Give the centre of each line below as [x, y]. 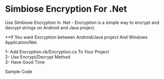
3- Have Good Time [25, 62]
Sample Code [19, 71]
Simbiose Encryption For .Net [66, 9]
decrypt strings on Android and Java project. [50, 27]
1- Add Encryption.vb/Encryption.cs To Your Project [57, 52]
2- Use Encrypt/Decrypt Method [38, 57]
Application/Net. [22, 42]
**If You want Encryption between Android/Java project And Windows [76, 37]
